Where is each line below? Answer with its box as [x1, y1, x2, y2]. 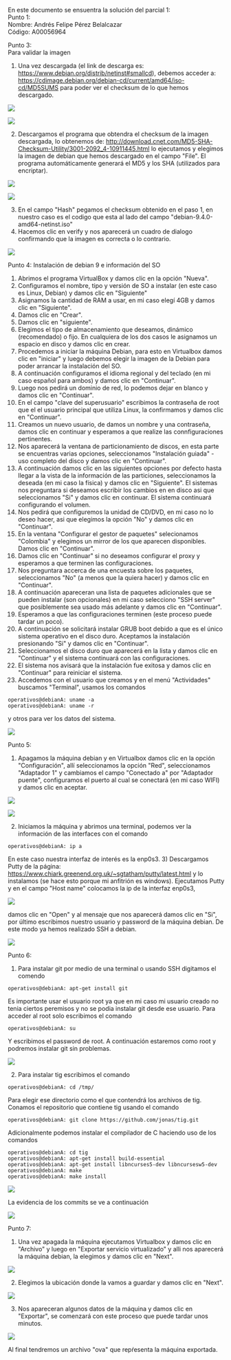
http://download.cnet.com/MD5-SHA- [106, 137, 213, 145]
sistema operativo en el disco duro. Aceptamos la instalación [17, 632, 190, 640]
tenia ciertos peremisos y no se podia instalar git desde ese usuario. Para [8, 1005, 216, 1012]
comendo [17, 972, 45, 980]
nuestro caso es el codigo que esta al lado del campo [17, 213, 170, 221]
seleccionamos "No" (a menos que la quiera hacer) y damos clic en [17, 574, 209, 581]
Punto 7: [8, 1225, 32, 1232]
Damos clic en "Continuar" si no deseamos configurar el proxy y [17, 552, 200, 559]
